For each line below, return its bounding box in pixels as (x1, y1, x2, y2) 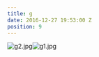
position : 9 (7, 23, 42, 30)
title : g (7, 10, 33, 17)
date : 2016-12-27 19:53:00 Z (7, 17, 92, 24)
